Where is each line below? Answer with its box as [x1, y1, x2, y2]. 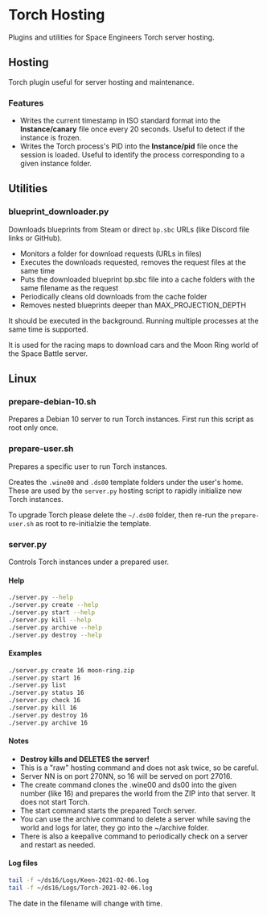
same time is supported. [8, 324, 88, 334]
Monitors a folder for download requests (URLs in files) [19, 249, 203, 258]
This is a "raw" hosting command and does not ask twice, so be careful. [19, 763, 259, 772]
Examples [8, 648, 43, 659]
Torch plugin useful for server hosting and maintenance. [8, 77, 195, 86]
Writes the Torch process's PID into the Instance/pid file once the [19, 141, 239, 151]
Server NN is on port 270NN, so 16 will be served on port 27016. [19, 771, 233, 780]
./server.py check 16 [8, 696, 81, 705]
